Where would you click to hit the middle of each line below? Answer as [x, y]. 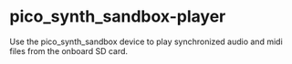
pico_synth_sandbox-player [118, 17]
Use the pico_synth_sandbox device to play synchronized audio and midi [146, 41]
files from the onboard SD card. [69, 50]
